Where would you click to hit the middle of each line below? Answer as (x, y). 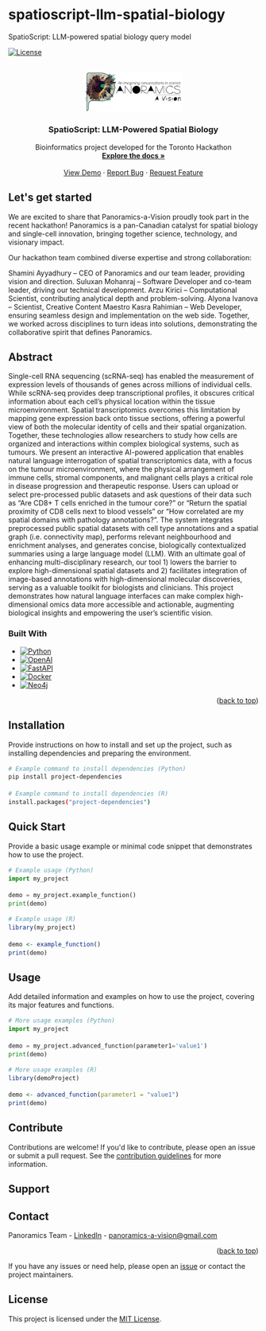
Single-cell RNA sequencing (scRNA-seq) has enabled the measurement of (131, 377)
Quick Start (37, 827)
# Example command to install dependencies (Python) (97, 769)
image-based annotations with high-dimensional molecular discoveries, (125, 580)
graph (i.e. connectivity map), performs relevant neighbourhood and (120, 537)
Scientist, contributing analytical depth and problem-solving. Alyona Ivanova (133, 298)
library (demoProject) (44, 1078)
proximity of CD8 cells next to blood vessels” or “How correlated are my (126, 512)
